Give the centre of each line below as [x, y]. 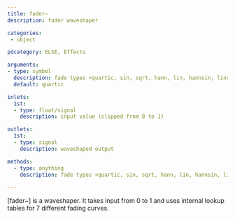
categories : [24, 33]
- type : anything [39, 168]
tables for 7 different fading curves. [58, 208]
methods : [20, 161]
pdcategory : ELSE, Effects [47, 52]
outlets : [20, 130]
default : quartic [39, 84]
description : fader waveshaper [53, 20]
